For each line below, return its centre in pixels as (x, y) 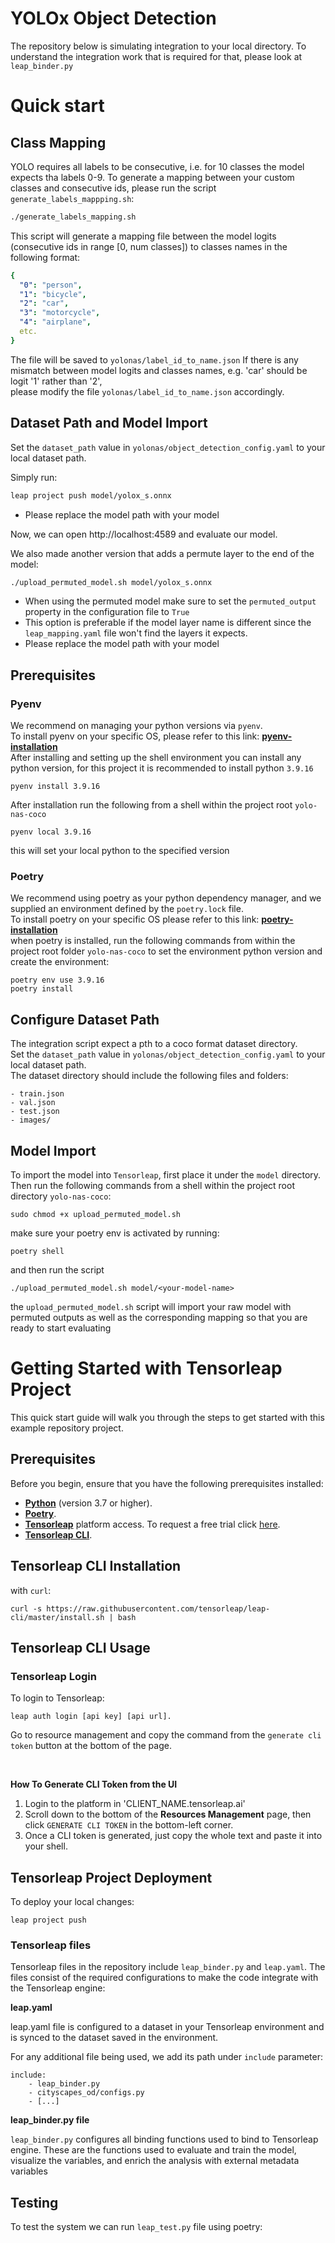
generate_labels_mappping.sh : (72, 198)
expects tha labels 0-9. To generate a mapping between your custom (152, 177)
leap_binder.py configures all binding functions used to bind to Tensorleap (164, 2139)
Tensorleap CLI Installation (96, 1566)
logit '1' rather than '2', (56, 381)
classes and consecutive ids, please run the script (113, 188)
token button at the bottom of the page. (91, 1746)
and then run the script (57, 1269)
